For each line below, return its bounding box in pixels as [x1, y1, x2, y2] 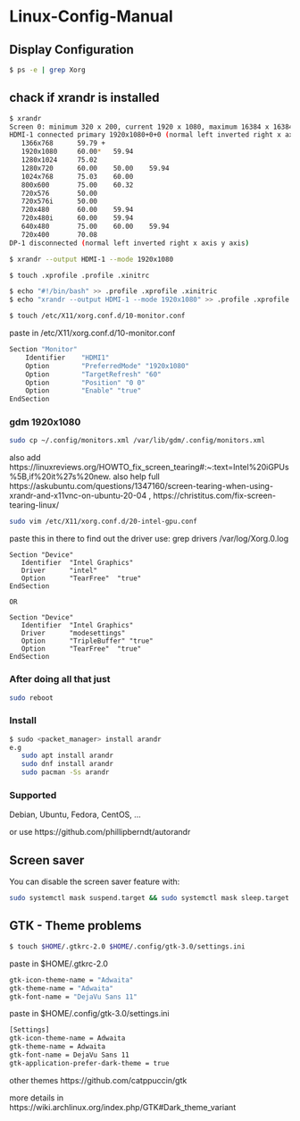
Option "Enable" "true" [25, 386, 142, 395]
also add [9, 452, 41, 463]
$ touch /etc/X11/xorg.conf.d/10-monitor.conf [9, 311, 186, 321]
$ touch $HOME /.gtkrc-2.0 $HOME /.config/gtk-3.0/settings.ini [9, 941, 246, 951]
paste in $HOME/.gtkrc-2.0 [9, 958, 109, 969]
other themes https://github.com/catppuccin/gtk [9, 1075, 187, 1085]
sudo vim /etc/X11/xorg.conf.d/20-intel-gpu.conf [9, 517, 198, 527]
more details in [9, 1092, 64, 1103]
